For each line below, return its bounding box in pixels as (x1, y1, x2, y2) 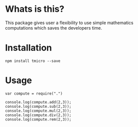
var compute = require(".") (5, 91, 63, 96)
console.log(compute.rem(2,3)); (5, 117, 71, 122)
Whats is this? (5, 3, 65, 15)
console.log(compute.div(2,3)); (5, 112, 71, 118)
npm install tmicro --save (5, 58, 61, 63)
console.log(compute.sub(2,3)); (5, 104, 71, 109)
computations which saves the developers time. (5, 25, 103, 31)
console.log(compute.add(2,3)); (5, 99, 71, 104)
